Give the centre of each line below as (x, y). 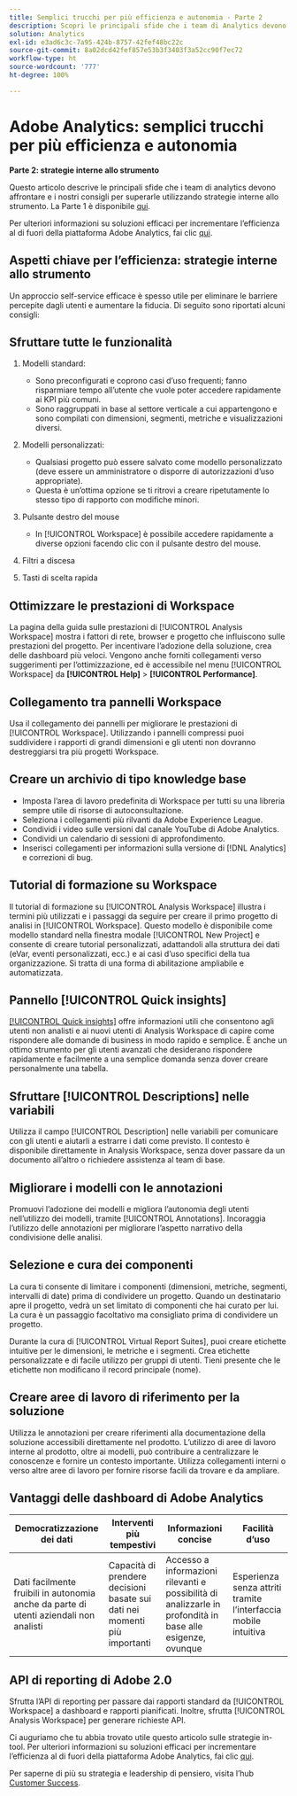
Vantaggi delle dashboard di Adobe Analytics (136, 1498)
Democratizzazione (57, 1528)
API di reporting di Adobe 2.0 (91, 1680)
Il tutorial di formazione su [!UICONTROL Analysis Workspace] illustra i (138, 906)
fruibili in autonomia (54, 1593)
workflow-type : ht (43, 58)
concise (195, 1540)
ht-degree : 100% (39, 75)
